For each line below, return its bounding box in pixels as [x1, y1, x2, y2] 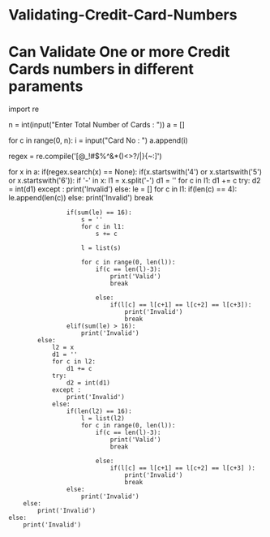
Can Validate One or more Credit [8, 43, 230, 62]
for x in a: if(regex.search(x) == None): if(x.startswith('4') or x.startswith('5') [8, 167, 262, 177]
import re [8, 104, 39, 114]
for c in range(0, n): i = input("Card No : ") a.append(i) [8, 135, 188, 145]
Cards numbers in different [8, 60, 195, 79]
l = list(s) [80, 244, 122, 252]
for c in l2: [51, 358, 96, 366]
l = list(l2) [80, 415, 126, 423]
